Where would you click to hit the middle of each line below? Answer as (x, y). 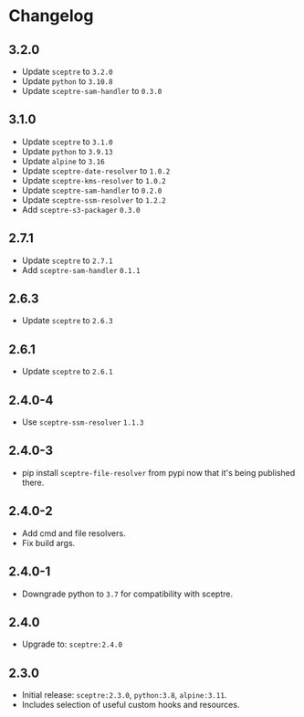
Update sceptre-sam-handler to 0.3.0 (92, 91)
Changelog (51, 16)
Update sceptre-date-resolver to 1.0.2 (96, 171)
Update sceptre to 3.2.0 (67, 71)
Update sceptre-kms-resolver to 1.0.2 (94, 180)
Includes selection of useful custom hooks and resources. (131, 705)
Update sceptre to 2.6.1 (67, 372)
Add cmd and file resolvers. (73, 533)
